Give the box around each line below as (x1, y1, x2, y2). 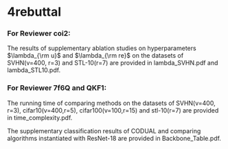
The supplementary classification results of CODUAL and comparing (7, 126, 201, 135)
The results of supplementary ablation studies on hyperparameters (7, 44, 197, 52)
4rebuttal (7, 4, 62, 20)
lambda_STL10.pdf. (7, 66, 60, 74)
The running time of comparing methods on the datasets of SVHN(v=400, (7, 99, 216, 107)
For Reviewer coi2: (7, 29, 71, 38)
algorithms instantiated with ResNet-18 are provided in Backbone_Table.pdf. (7, 134, 222, 142)
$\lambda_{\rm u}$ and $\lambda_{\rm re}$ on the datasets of (7, 51, 184, 60)
